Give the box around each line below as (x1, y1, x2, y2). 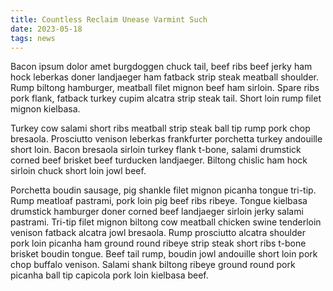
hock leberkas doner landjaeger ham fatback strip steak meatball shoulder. (10, 71, 320, 83)
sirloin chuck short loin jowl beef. (10, 165, 147, 177)
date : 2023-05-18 (10, 24, 83, 34)
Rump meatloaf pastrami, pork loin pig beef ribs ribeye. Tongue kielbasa (10, 195, 308, 207)
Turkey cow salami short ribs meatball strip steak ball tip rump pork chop (10, 122, 311, 135)
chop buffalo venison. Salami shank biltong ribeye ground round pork (10, 259, 296, 271)
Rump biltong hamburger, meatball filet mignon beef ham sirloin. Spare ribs (10, 82, 320, 94)
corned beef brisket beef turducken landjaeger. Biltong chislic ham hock (10, 154, 308, 166)
